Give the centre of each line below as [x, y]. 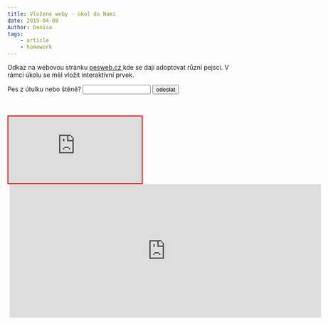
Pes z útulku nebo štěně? [44, 89]
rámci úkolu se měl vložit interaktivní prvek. [71, 75]
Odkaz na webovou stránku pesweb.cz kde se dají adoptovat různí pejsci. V [118, 67]
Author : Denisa [30, 27]
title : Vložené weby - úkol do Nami [62, 14]
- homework [36, 47]
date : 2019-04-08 [33, 21]
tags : [15, 34]
